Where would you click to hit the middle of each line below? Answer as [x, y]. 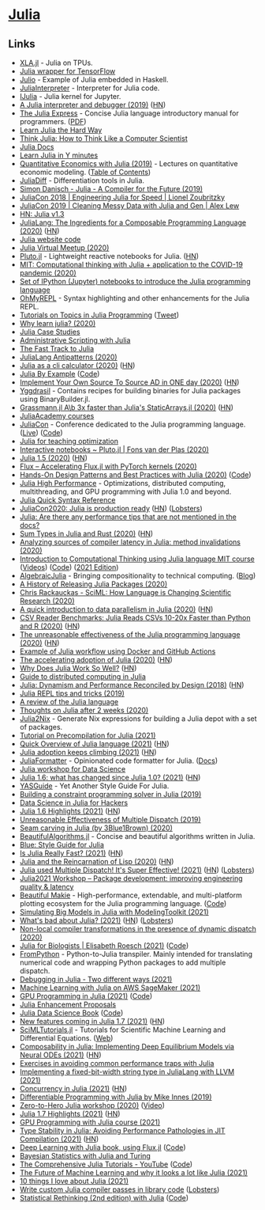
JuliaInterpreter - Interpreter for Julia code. [90, 88]
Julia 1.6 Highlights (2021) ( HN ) [70, 811]
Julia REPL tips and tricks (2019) [72, 693]
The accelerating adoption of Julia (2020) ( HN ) [96, 660]
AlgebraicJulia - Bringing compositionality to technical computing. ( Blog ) [138, 576]
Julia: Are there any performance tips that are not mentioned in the [128, 517]
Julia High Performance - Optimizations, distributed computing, [123, 483]
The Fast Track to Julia [57, 349]
